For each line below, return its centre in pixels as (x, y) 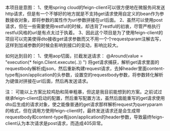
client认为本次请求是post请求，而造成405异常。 (55, 123)
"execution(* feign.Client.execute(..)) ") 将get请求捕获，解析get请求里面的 (82, 62)
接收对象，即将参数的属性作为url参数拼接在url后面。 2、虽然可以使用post (86, 20)
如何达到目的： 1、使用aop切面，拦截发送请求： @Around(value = (74, 56)
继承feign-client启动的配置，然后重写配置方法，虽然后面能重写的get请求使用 (85, 98)
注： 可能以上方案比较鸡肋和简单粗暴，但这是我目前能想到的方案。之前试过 (84, 92)
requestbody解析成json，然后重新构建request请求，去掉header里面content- (85, 69)
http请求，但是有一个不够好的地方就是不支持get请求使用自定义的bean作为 (82, 14)
